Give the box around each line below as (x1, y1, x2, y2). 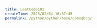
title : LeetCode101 (5, 7, 45, 12)
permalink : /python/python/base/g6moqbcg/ (5, 16, 92, 20)
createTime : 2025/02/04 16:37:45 (5, 11, 73, 16)
